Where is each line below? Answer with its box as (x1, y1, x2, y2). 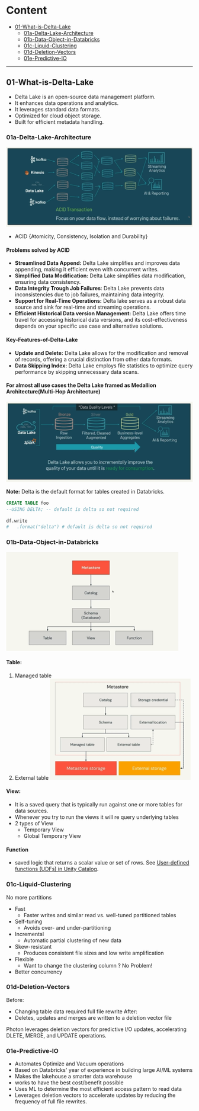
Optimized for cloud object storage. (14, 112, 102, 119)
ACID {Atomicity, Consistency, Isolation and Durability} (14, 233, 148, 240)
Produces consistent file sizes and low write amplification (23, 949, 164, 956)
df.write (6, 518, 28, 524)
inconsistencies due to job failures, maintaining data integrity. (14, 291, 165, 298)
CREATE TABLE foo (6, 500, 49, 506)
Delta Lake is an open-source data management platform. (14, 93, 156, 100)
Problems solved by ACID (6, 246, 70, 254)
